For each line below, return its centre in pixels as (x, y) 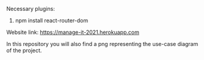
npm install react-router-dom (52, 20)
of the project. (24, 50)
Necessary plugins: (31, 9)
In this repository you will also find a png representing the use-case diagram (102, 44)
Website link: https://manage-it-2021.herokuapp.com (73, 32)
